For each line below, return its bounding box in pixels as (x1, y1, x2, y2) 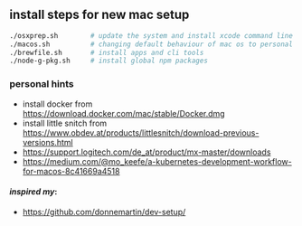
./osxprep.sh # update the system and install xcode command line (9, 31, 294, 40)
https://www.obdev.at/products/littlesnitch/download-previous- (22, 127, 260, 138)
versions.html (22, 137, 74, 147)
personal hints (9, 78, 74, 90)
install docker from (22, 99, 93, 109)
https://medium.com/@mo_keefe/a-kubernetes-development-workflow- (22, 155, 292, 166)
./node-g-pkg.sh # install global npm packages (9, 56, 208, 66)
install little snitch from (22, 118, 108, 128)
